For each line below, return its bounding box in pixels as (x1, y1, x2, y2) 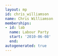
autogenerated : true (5, 43, 47, 48)
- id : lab (5, 25, 25, 30)
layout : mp (5, 7, 27, 12)
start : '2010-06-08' (9, 35, 51, 39)
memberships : (5, 20, 32, 26)
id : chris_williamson (5, 12, 49, 17)
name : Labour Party (9, 30, 49, 35)
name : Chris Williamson (5, 16, 54, 21)
